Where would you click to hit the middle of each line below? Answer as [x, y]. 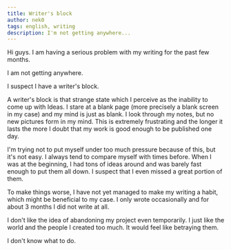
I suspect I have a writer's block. [53, 86]
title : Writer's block [40, 13]
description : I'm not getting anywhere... [69, 33]
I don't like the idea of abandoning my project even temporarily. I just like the [116, 220]
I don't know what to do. [42, 241]
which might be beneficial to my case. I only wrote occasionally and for [108, 200]
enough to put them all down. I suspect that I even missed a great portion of [115, 171]
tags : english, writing [41, 26]
